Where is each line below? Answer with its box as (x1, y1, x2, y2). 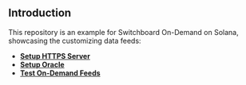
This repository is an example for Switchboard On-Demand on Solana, (8, 27, 240, 37)
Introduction (8, 6, 72, 20)
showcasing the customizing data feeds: (8, 36, 141, 45)
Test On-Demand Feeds (19, 68, 101, 78)
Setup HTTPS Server (19, 51, 90, 60)
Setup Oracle (19, 60, 65, 69)
